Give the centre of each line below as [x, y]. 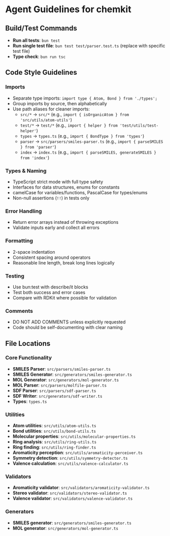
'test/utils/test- [139, 126]
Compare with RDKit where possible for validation [64, 297]
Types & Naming [26, 170]
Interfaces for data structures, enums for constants [66, 187]
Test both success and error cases [49, 292]
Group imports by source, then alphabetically [60, 103]
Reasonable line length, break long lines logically [64, 262]
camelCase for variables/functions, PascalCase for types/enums [80, 192]
